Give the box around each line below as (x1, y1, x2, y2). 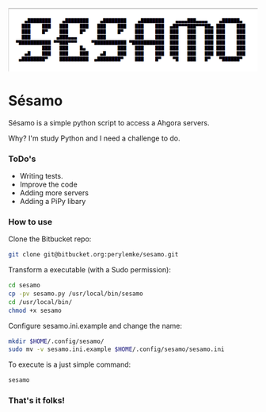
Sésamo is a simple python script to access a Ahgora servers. (8, 117, 210, 127)
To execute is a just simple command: (8, 360, 131, 369)
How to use (8, 216, 53, 227)
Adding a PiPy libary (19, 196, 86, 206)
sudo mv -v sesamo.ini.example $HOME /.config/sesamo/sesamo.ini (8, 345, 225, 353)
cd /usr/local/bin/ (8, 298, 73, 306)
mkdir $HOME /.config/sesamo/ (8, 337, 104, 345)
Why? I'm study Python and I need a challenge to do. (8, 133, 180, 143)
